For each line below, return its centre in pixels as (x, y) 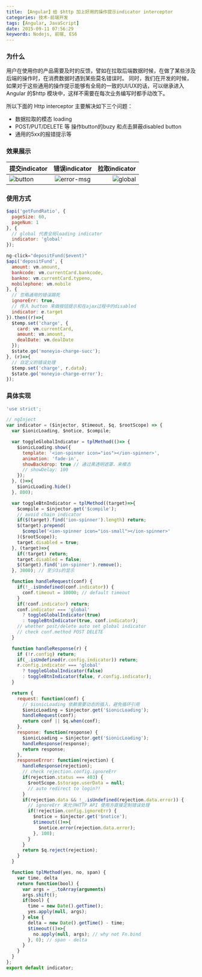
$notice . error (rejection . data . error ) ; (87, 828)
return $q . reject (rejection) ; (60, 850)
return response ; (44, 749)
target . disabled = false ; (50, 559)
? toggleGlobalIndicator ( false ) (63, 671)
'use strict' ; (24, 409)
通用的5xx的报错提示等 (43, 134)
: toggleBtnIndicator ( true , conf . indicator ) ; (80, 621)
